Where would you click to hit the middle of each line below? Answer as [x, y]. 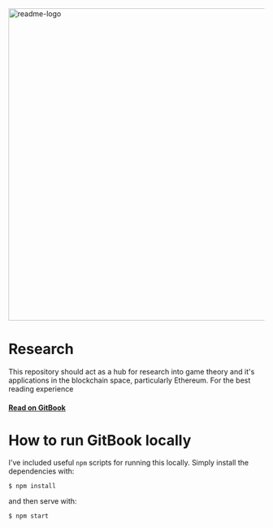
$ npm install [32, 487]
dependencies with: [41, 471]
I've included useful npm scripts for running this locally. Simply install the [129, 463]
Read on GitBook [37, 407]
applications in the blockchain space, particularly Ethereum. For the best [130, 380]
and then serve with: [43, 501]
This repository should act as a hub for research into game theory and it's [132, 371]
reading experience [41, 388]
